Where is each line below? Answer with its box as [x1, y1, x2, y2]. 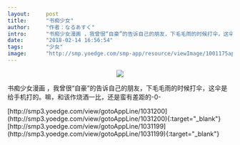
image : [7, 50, 27, 58]
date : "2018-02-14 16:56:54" [7, 37, 114, 44]
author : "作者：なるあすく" [7, 23, 95, 31]
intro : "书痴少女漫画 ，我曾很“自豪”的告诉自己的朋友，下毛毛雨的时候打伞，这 [7, 30, 229, 38]
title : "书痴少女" [7, 17, 74, 24]
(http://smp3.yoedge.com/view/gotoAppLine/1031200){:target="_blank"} [7, 114, 221, 123]
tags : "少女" [7, 43, 64, 50]
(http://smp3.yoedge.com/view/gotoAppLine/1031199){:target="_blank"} [7, 129, 220, 138]
